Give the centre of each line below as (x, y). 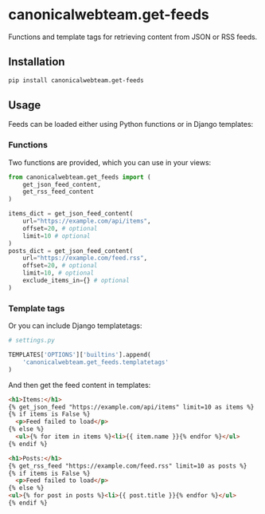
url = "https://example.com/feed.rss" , (85, 258)
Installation (37, 62)
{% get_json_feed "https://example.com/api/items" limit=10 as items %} (131, 407)
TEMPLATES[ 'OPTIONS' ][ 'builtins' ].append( (80, 355)
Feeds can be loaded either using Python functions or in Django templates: (131, 125)
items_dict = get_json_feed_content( (71, 214)
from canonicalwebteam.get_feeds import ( (80, 177)
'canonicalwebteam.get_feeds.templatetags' (96, 362)
